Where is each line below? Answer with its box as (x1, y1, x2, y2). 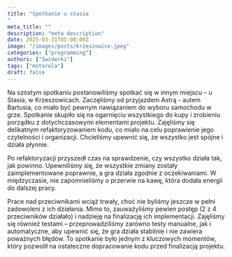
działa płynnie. (7, 140, 49, 148)
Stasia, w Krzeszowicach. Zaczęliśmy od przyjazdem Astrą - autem (7, 95, 201, 104)
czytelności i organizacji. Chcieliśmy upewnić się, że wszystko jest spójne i (7, 132, 224, 141)
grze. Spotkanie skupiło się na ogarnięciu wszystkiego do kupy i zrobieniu (7, 110, 221, 119)
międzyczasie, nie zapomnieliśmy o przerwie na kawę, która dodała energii (7, 176, 223, 184)
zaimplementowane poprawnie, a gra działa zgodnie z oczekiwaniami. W (7, 169, 217, 177)
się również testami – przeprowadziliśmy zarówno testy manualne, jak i (7, 219, 212, 228)
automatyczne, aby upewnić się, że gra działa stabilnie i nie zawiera (7, 227, 203, 235)
